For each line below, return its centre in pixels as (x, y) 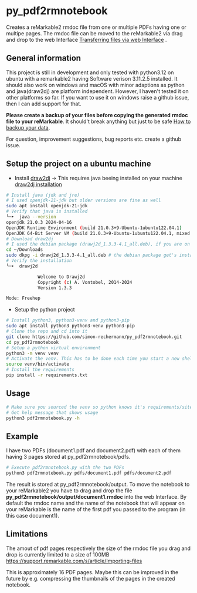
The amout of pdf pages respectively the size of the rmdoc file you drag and (98, 548)
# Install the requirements (40, 370)
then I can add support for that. (44, 104)
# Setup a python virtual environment (53, 348)
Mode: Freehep (23, 299)
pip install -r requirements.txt (47, 375)
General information (43, 58)
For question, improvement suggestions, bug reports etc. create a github (94, 139)
